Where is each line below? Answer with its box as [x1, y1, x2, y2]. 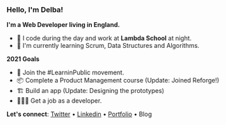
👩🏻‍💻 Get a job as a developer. [16, 97, 102, 105]
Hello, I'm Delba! [6, 5, 64, 15]
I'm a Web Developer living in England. [6, 21, 120, 29]
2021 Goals [6, 55, 40, 63]
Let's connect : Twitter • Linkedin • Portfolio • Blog [6, 110, 152, 119]
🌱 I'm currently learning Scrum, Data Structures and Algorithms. [16, 42, 200, 50]
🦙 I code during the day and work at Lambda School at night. [16, 34, 192, 42]
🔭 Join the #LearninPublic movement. [16, 68, 124, 77]
